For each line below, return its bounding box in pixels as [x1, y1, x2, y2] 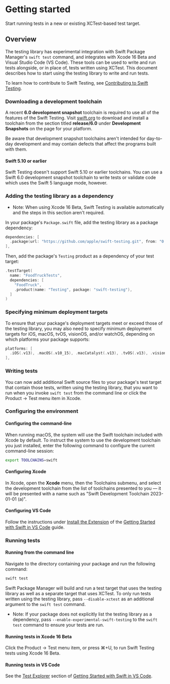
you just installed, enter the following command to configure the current [5, 442, 155, 448]
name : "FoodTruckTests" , [10, 273, 62, 278]
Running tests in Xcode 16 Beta [5, 633, 72, 639]
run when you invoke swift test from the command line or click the [5, 389, 147, 396]
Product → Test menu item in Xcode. [5, 395, 82, 401]
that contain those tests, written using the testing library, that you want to [5, 384, 158, 390]
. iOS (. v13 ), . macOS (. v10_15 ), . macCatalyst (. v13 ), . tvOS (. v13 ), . [10, 351, 153, 356]
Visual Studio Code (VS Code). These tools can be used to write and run [5, 59, 156, 65]
